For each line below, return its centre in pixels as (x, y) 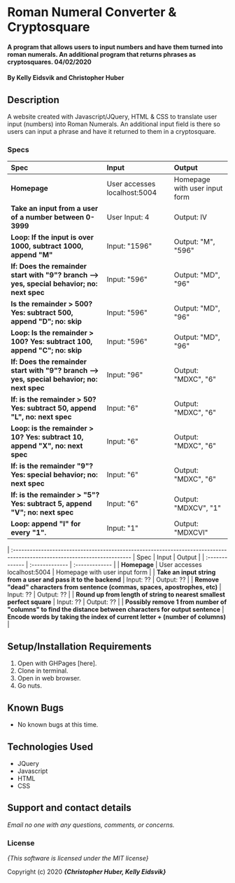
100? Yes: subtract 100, (52, 342)
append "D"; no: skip (47, 322)
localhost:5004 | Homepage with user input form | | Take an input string (112, 573)
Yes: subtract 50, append (54, 409)
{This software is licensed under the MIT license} (78, 858)
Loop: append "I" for (46, 524)
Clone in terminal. (43, 671)
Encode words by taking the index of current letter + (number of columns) (116, 617)
